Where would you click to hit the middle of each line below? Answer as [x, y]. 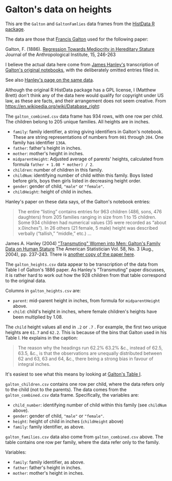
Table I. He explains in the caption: [42, 338]
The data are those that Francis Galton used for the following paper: [77, 39]
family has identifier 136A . [39, 142]
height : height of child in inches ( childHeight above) [68, 421]
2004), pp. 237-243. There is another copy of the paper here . [70, 254]
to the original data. [26, 281]
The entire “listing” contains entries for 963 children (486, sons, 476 [90, 211]
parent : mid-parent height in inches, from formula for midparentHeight [86, 300]
